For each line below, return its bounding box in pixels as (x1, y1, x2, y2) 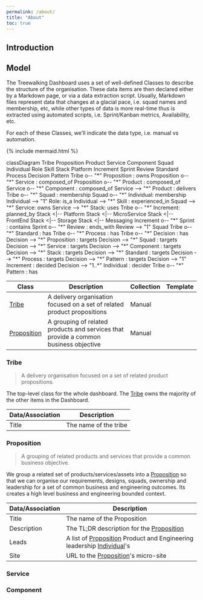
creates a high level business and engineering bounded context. (6, 490, 166, 497)
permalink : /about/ (6, 8, 56, 15)
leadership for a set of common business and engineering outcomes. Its (6, 484, 185, 491)
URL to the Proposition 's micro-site (66, 552, 167, 560)
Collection (130, 282, 161, 290)
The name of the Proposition (66, 514, 147, 523)
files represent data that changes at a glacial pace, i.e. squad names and (6, 98, 187, 106)
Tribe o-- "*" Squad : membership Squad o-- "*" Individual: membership (6, 191, 187, 198)
